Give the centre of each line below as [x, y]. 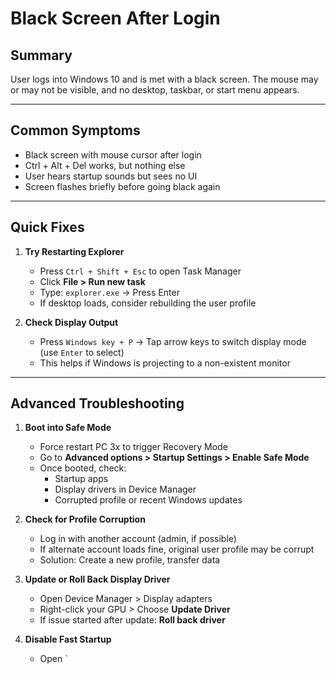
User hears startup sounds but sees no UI [111, 176]
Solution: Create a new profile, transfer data [130, 560]
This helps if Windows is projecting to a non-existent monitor [165, 363]
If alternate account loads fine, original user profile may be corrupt [177, 549]
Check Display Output [71, 322]
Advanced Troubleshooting [97, 403]
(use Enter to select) [82, 352]
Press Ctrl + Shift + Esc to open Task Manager [140, 271]
